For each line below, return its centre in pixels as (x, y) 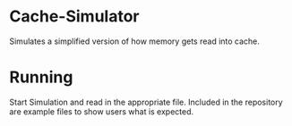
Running (41, 77)
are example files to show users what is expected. (102, 111)
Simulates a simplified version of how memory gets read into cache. (134, 41)
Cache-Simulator (74, 17)
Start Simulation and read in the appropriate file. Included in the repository (146, 102)
